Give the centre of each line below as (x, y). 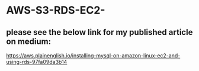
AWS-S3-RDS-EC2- (56, 10)
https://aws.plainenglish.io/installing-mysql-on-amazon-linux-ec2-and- (93, 56)
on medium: (29, 41)
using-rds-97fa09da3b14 (37, 62)
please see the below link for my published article (99, 32)
